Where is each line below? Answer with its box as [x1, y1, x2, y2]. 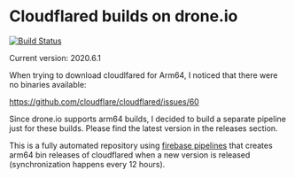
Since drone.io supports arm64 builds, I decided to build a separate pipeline [9, 113, 286, 124]
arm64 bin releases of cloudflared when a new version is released [9, 149, 251, 160]
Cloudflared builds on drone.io [9, 6, 238, 27]
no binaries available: [9, 79, 87, 89]
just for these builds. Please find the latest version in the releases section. [9, 122, 278, 134]
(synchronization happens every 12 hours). [9, 159, 166, 169]
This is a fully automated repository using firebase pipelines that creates [9, 140, 273, 151]
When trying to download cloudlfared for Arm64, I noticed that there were [9, 69, 278, 81]
